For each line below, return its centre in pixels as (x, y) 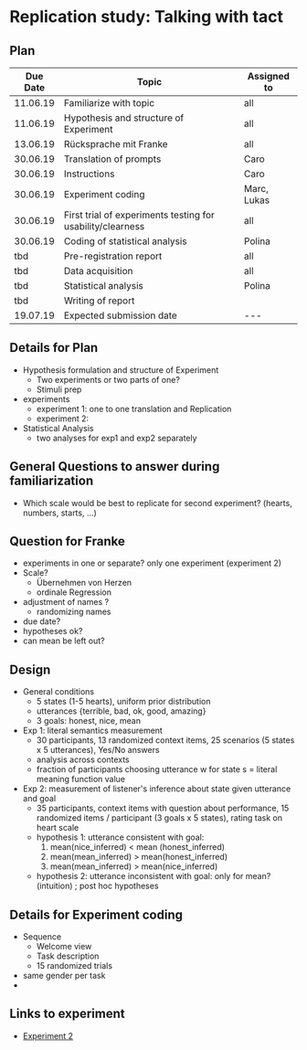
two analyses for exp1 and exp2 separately (117, 438)
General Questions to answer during (115, 467)
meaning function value (81, 780)
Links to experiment (67, 1014)
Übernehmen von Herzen (84, 583)
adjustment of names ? (66, 602)
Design (30, 669)
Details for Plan (54, 348)
